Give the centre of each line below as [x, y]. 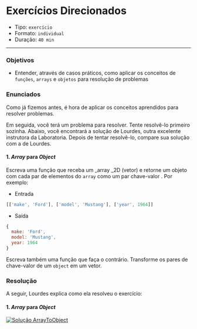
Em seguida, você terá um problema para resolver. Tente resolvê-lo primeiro [98, 125]
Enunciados [23, 94]
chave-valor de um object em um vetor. [54, 266]
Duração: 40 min [34, 39]
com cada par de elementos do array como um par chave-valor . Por [89, 176]
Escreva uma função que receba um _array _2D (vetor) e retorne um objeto [97, 170]
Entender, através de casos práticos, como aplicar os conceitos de [95, 73]
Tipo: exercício [33, 27]
